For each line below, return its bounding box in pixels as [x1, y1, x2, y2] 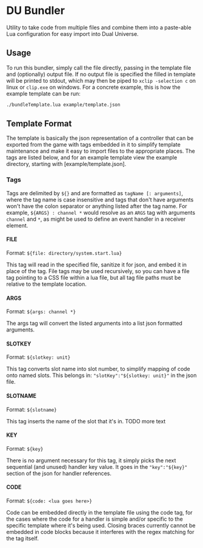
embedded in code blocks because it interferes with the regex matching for [6, 528, 195, 535]
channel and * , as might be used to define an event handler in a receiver [6, 215, 186, 223]
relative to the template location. [6, 280, 87, 288]
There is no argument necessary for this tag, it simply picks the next [6, 457, 176, 464]
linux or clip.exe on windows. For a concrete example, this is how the [6, 83, 181, 91]
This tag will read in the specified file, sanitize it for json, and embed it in [6, 261, 187, 268]
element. [6, 221, 28, 229]
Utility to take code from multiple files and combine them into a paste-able [6, 24, 192, 31]
